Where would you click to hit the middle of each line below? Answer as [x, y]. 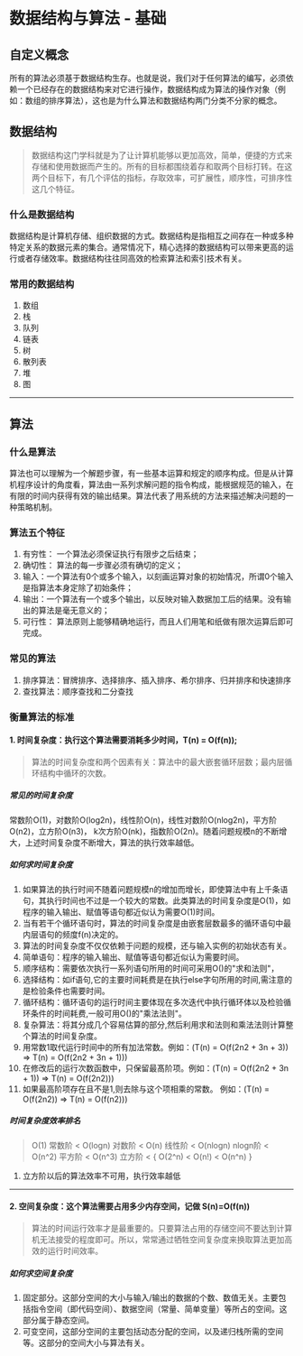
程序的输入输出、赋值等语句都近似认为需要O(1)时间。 [121, 911]
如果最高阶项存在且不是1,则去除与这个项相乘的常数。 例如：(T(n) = [146, 1089]
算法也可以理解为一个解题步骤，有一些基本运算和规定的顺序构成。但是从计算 [151, 474]
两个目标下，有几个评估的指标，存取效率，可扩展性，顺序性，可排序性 [162, 178]
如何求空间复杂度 [41, 1273]
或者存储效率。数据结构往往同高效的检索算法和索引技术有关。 [131, 259]
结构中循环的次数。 [75, 773]
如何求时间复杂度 [41, 865]
